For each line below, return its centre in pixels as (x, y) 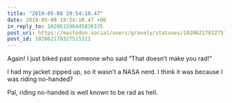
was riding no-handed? (40, 79)
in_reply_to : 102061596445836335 (55, 26)
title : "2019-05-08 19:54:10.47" (55, 13)
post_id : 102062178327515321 (49, 39)
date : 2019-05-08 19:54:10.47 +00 (57, 20)
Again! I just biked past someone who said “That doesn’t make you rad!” (110, 58)
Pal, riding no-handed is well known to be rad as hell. (83, 93)
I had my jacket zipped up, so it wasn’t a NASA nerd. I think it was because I (115, 72)
